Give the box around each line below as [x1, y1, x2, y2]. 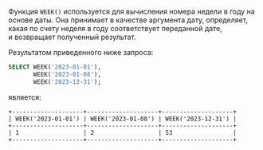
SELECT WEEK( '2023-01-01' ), [8, 63, 102, 71]
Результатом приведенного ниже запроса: [8, 48, 154, 57]
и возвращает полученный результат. [8, 32, 137, 41]
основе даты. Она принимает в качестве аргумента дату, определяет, [8, 15, 249, 25]
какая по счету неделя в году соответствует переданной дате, [8, 24, 223, 33]
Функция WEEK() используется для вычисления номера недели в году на [8, 7, 255, 16]
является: [8, 92, 41, 102]
